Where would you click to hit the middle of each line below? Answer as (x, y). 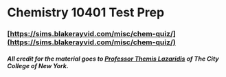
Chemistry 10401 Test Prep (86, 13)
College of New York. (38, 65)
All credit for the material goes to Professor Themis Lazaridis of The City (113, 59)
